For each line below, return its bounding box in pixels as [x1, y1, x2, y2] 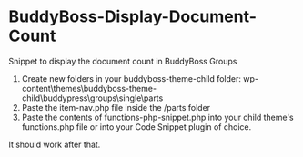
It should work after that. [8, 139, 101, 150]
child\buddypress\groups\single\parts [21, 93, 164, 103]
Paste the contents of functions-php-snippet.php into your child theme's [21, 112, 295, 123]
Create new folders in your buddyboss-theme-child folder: [21, 73, 242, 83]
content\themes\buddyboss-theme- [21, 83, 157, 93]
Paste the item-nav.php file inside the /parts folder [21, 102, 211, 113]
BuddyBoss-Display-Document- [8, 6, 257, 27]
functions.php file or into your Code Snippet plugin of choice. [21, 121, 252, 132]
